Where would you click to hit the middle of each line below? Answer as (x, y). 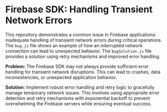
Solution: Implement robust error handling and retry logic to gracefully (80, 87)
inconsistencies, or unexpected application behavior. (61, 77)
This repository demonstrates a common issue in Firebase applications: (81, 34)
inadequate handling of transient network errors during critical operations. (84, 40)
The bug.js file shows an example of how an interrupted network (74, 45)
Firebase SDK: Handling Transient (79, 10)
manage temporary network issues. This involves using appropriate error (82, 92)
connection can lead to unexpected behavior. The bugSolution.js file (78, 51)
